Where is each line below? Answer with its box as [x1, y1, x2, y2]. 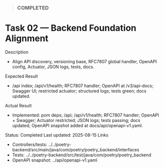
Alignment [5, 33, 49, 44]
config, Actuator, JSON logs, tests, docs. [12, 64, 94, 70]
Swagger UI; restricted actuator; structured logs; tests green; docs [12, 88, 147, 94]
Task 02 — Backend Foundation [5, 23, 137, 34]
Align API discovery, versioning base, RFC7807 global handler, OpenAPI [12, 58, 157, 64]
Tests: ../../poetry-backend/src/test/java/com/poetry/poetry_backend [12, 152, 152, 158]
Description [5, 49, 28, 55]
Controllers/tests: [12, 142, 47, 147]
